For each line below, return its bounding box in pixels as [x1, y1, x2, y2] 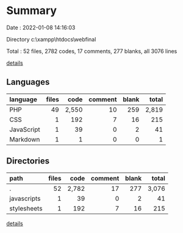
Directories [6, 156, 50, 167]
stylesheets [9, 204, 43, 212]
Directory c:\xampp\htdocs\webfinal [6, 35, 96, 43]
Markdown [9, 135, 40, 143]
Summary [6, 4, 57, 18]
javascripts [9, 194, 41, 203]
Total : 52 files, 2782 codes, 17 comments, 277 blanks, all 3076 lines [6, 47, 178, 55]
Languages [6, 77, 50, 87]
